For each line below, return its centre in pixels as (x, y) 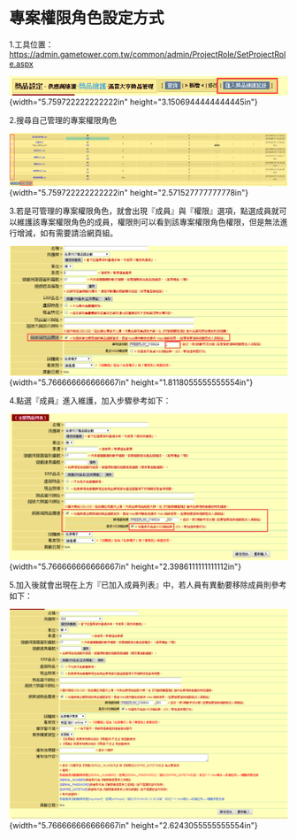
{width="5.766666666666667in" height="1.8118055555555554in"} (131, 382)
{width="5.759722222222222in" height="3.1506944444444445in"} (133, 102)
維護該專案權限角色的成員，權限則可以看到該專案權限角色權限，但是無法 (148, 221)
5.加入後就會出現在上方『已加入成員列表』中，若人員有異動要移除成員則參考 (148, 585)
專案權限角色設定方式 (87, 18)
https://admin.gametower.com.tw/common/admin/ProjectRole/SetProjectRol (148, 54)
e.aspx (21, 64)
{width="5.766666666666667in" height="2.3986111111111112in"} (125, 566)
